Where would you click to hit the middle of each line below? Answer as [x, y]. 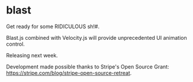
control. [16, 44]
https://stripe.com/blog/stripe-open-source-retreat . [69, 73]
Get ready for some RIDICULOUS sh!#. [53, 26]
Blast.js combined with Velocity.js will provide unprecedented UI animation [97, 37]
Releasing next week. [32, 55]
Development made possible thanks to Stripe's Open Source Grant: [88, 66]
